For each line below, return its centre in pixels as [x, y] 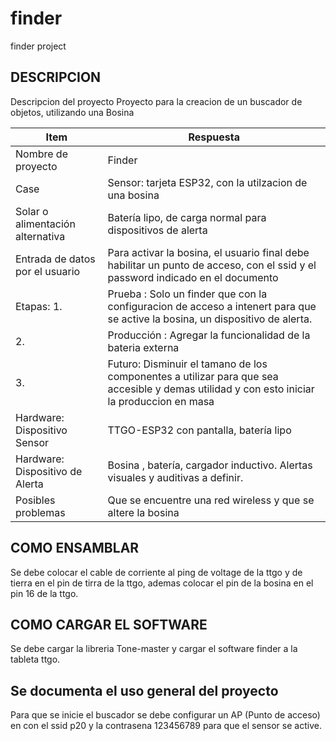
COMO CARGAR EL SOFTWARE [109, 624]
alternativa [40, 236]
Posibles [35, 500]
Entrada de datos [55, 259]
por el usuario [48, 271]
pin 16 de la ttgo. [44, 593]
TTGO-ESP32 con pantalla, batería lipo [199, 430]
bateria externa [143, 347]
